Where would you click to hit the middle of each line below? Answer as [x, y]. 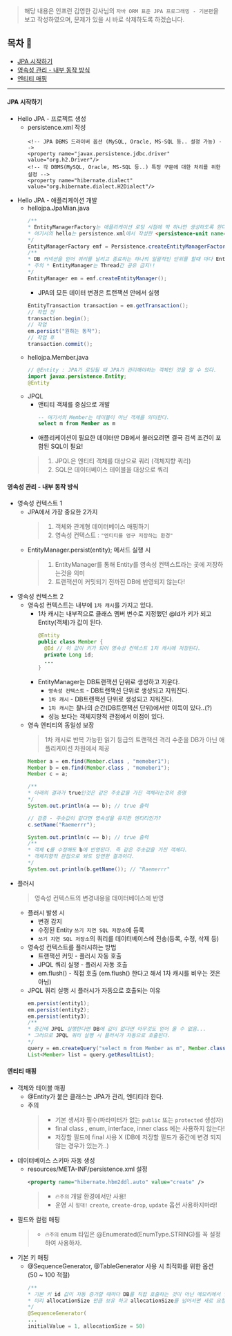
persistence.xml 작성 [57, 128]
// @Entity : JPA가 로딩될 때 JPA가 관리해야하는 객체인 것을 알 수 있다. [122, 370]
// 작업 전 [41, 312]
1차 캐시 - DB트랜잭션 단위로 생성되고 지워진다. [111, 699]
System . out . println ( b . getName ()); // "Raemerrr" [99, 869]
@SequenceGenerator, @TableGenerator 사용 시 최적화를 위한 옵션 [120, 1266]
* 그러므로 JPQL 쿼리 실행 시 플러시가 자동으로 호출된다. [99, 1036]
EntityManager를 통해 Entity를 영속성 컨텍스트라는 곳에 [130, 565]
